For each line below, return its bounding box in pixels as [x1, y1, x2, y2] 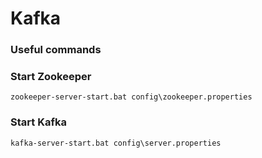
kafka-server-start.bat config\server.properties [10, 138, 222, 148]
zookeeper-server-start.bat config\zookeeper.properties [10, 92, 253, 102]
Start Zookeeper [10, 70, 92, 84]
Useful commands [10, 43, 102, 57]
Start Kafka [10, 115, 67, 129]
